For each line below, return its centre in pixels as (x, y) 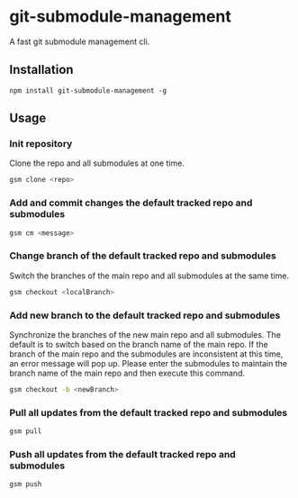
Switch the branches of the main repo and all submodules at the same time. (149, 276)
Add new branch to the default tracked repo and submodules (145, 315)
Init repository (41, 144)
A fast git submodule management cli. (80, 41)
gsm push (26, 484)
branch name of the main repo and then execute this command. (127, 373)
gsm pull (26, 431)
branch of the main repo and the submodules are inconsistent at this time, (146, 354)
